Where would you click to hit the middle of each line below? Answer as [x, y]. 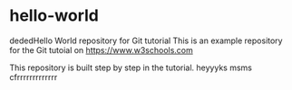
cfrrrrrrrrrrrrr [34, 76]
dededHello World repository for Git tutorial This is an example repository [146, 40]
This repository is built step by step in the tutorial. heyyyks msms [131, 67]
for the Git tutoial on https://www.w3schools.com [101, 49]
